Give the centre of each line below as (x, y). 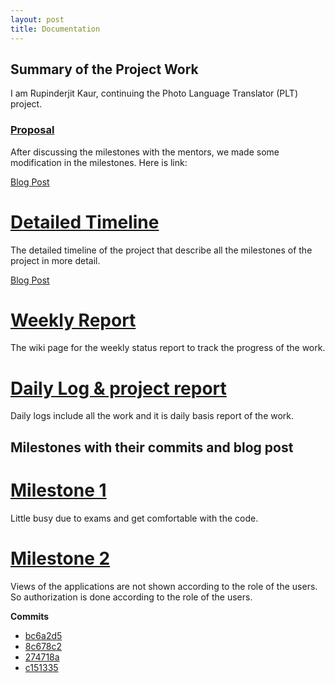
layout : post (37, 19)
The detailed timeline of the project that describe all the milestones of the (161, 250)
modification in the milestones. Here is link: (99, 162)
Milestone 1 (58, 490)
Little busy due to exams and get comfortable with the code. (134, 518)
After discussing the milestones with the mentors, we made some (145, 152)
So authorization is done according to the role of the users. (131, 597)
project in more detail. (55, 260)
